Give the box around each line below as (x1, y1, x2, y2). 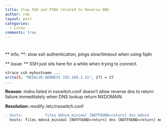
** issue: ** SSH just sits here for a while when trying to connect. (5, 61, 138, 67)
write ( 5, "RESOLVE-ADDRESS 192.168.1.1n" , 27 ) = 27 (5, 75, 114, 80)
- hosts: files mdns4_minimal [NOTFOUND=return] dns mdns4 (5, 113, 149, 118)
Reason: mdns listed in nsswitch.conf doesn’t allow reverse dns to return (5, 88, 154, 94)
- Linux (9, 26, 26, 31)
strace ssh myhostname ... (5, 70, 61, 75)
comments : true (5, 30, 37, 35)
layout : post (5, 16, 32, 21)
